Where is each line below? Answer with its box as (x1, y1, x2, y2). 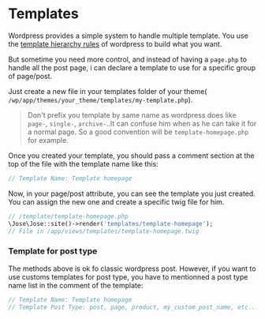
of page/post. (8, 71, 53, 81)
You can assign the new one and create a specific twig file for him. (8, 197, 225, 206)
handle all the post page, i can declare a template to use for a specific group (8, 62, 256, 72)
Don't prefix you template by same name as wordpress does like (27, 110, 237, 119)
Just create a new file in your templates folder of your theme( (8, 86, 207, 96)
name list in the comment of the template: (8, 280, 144, 290)
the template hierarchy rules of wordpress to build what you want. (8, 39, 222, 48)
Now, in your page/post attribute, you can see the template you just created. (8, 189, 256, 198)
